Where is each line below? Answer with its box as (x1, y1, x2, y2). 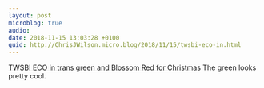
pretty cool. (8, 71, 46, 81)
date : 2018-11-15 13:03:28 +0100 (8, 33, 120, 42)
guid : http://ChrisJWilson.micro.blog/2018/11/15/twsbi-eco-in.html (8, 41, 242, 49)
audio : (8, 26, 30, 34)
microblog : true (8, 19, 62, 27)
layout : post (8, 11, 52, 20)
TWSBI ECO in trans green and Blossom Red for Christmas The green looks (8, 63, 257, 72)
